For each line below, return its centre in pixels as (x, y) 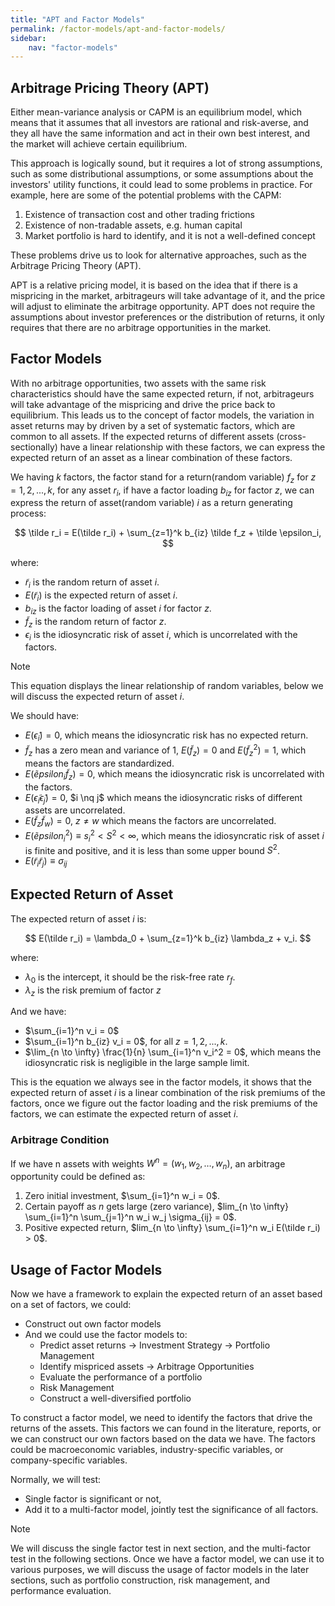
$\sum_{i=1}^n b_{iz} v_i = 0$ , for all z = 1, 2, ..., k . (126, 1042)
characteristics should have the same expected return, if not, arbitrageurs (162, 393)
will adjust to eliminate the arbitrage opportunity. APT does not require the (163, 307)
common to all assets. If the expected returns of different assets (142, 436)
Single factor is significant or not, (93, 1498)
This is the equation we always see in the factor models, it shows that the (161, 1082)
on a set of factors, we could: (71, 1304)
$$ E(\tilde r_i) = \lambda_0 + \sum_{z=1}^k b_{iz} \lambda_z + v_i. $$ (168, 938)
